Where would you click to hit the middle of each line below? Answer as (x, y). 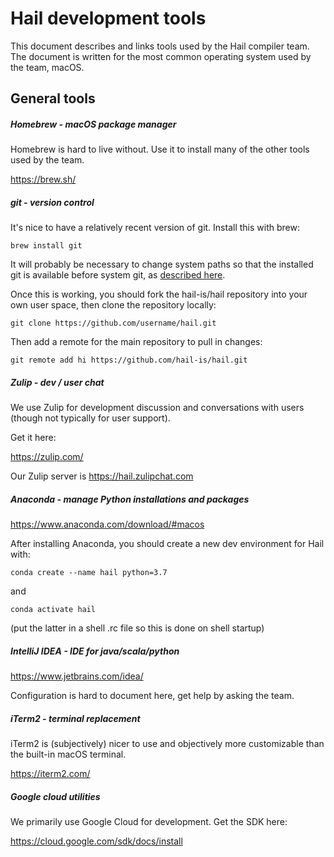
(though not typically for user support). (90, 418)
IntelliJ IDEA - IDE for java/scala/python (95, 651)
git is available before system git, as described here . (118, 275)
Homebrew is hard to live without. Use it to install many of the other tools (160, 149)
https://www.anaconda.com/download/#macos (107, 524)
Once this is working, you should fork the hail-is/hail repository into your (159, 294)
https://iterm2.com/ (50, 774)
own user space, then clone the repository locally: (113, 305)
